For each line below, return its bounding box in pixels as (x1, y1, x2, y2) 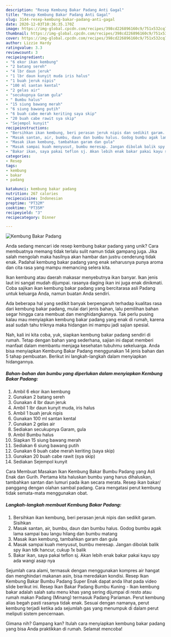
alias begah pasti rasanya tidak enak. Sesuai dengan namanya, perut (6, 600, 149, 606)
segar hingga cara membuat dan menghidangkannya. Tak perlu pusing (6, 311, 154, 317)
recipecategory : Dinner (6, 215, 56, 220)
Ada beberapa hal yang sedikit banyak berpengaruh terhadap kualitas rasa (6, 300, 162, 307)
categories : (6, 154, 31, 159)
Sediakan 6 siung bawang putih (13, 443, 79, 449)
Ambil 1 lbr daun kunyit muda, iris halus (13, 405, 95, 411)
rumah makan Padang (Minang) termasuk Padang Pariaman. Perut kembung (6, 594, 165, 600)
